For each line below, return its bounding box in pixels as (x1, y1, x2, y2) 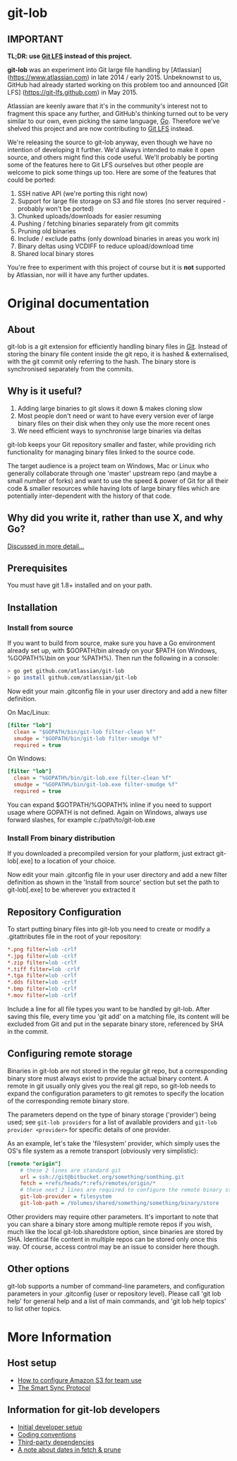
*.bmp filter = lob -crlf (7, 985, 78, 993)
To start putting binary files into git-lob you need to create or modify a (7, 924, 210, 933)
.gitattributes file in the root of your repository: (7, 932, 142, 941)
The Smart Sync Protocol (17, 1383, 91, 1392)
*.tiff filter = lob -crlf (7, 965, 80, 973)
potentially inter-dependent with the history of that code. (7, 491, 172, 500)
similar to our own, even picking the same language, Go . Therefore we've (7, 117, 220, 125)
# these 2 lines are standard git (20, 1167, 121, 1174)
